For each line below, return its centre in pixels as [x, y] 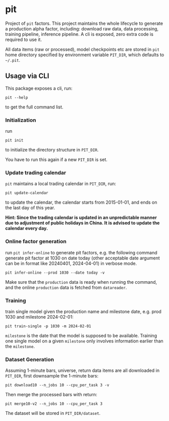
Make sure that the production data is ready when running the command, [81, 282]
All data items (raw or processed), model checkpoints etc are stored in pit [82, 49]
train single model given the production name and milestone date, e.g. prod [83, 311]
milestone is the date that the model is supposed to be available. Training [81, 335]
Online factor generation [36, 242]
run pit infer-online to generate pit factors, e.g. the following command [81, 252]
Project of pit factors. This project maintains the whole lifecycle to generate [84, 23]
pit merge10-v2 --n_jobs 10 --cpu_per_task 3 [54, 404]
